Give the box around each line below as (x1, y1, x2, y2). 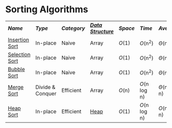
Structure (90, 28, 114, 35)
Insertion (8, 36, 29, 43)
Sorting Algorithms (5, 4, 89, 15)
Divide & (35, 83, 56, 91)
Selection (8, 51, 31, 58)
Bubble (8, 66, 25, 73)
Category (61, 25, 85, 32)
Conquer (35, 90, 57, 97)
